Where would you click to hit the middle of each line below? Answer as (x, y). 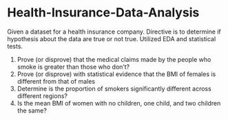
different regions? (42, 96)
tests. (15, 46)
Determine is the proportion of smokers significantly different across (114, 88)
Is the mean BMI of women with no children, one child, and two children (119, 103)
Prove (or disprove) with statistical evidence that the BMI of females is (116, 74)
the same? (32, 110)
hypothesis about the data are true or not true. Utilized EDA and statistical (112, 38)
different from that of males (56, 81)
